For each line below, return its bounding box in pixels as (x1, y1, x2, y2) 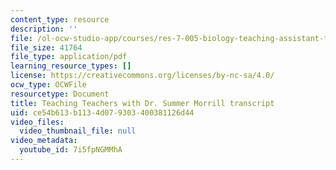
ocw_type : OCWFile (10, 80, 87, 90)
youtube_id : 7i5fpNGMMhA (19, 145, 123, 155)
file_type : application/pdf (10, 52, 128, 62)
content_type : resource (10, 14, 110, 25)
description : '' (10, 24, 78, 34)
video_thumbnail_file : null (19, 126, 137, 136)
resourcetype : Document (10, 89, 110, 99)
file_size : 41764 (10, 42, 83, 53)
